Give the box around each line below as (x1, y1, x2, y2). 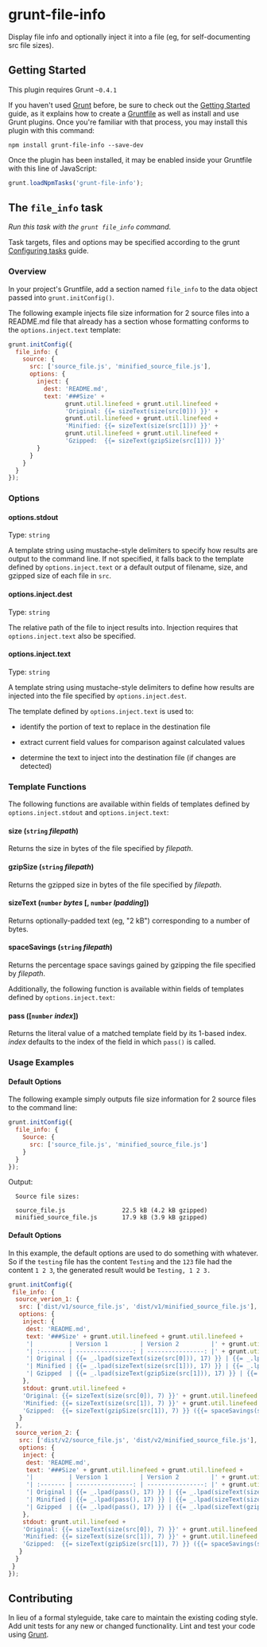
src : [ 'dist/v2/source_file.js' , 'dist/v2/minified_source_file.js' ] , (18, 1436, 258, 1444)
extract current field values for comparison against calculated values (19, 737, 246, 747)
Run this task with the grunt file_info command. (8, 222, 172, 232)
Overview (8, 266, 47, 277)
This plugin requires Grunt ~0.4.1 (8, 85, 118, 94)
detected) (19, 761, 52, 770)
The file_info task (8, 201, 103, 215)
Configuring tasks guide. (8, 246, 89, 256)
